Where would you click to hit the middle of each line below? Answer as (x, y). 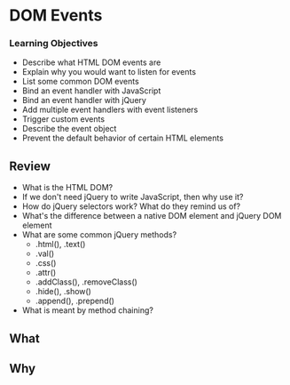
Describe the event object (69, 129)
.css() (46, 263)
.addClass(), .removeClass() (86, 282)
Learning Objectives (54, 44)
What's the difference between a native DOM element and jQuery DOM (152, 216)
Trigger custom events (63, 119)
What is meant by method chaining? (87, 310)
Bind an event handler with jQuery (84, 100)
